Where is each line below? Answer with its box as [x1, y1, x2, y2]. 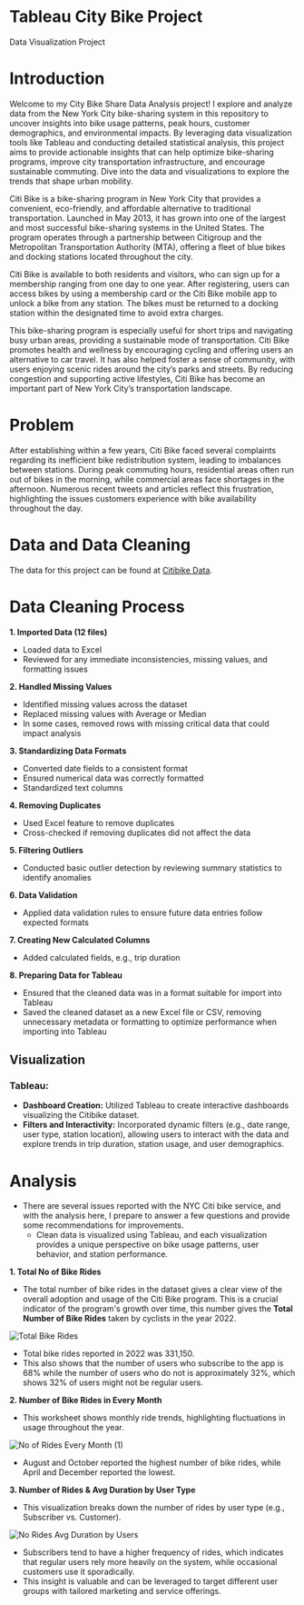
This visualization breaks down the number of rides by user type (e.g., [22, 1502, 286, 1513]
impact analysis [22, 727, 82, 738]
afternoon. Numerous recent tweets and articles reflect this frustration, [9, 483, 274, 494]
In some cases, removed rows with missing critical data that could [22, 718, 270, 729]
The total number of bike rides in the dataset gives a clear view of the [22, 1284, 283, 1295]
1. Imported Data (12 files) [9, 626, 108, 637]
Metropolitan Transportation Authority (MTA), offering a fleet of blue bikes [9, 241, 286, 252]
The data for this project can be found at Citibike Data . [9, 564, 213, 575]
